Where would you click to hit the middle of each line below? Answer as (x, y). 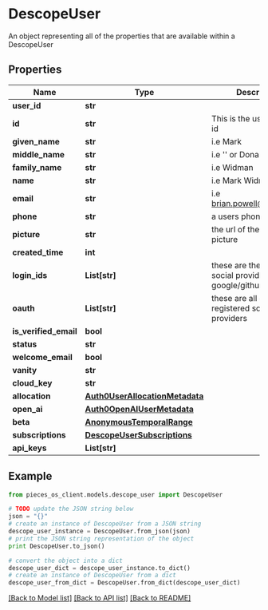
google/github (238, 285)
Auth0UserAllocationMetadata (144, 396)
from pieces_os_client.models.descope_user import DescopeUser (116, 495)
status (25, 344)
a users (225, 216)
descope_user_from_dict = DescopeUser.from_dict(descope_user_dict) (124, 583)
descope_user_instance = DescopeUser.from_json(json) (100, 532)
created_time (38, 252)
